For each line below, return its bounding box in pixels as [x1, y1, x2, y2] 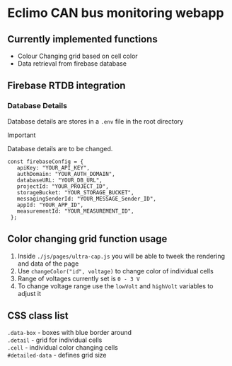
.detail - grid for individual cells [7, 336, 103, 344]
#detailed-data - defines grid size [7, 351, 107, 360]
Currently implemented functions [7, 33, 158, 45]
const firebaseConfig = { [7, 158, 83, 165]
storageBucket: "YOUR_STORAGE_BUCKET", [16, 189, 134, 196]
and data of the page [17, 259, 79, 268]
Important [7, 131, 36, 139]
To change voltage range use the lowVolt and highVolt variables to [17, 281, 214, 290]
